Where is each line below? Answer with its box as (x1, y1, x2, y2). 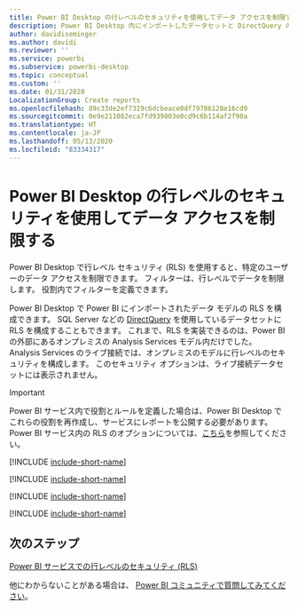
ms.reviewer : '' (9, 46, 69, 55)
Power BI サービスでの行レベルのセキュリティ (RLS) (9, 561, 198, 572)
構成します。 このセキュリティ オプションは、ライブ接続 (47, 358, 253, 368)
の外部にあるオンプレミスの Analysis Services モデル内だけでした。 (9, 336, 257, 346)
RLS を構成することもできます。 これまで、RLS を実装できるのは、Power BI (9, 325, 286, 336)
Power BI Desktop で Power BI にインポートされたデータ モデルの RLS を (9, 303, 275, 313)
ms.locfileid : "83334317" (9, 145, 105, 154)
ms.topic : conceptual (9, 71, 90, 80)
